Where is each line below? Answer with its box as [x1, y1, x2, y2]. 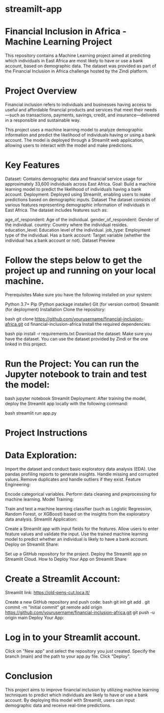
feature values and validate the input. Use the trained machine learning [5, 531, 148, 537]
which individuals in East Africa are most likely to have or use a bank [5, 58, 143, 64]
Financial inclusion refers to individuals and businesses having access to [5, 102, 152, 107]
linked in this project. [5, 341, 47, 347]
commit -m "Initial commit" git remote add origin [5, 604, 103, 610]
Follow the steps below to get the [5, 255, 142, 266]
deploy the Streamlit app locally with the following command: [5, 400, 128, 406]
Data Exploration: [5, 450, 77, 461]
